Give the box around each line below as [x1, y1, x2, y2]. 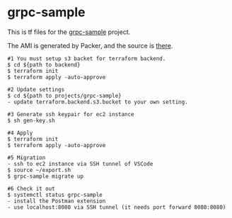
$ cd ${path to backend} [7, 61, 81, 68]
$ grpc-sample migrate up [7, 173, 83, 180]
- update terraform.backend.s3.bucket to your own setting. [7, 98, 189, 105]
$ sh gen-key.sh [7, 117, 55, 124]
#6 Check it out [7, 185, 55, 192]
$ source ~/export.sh [7, 166, 71, 173]
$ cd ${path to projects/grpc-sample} [7, 92, 122, 99]
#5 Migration [7, 154, 46, 161]
